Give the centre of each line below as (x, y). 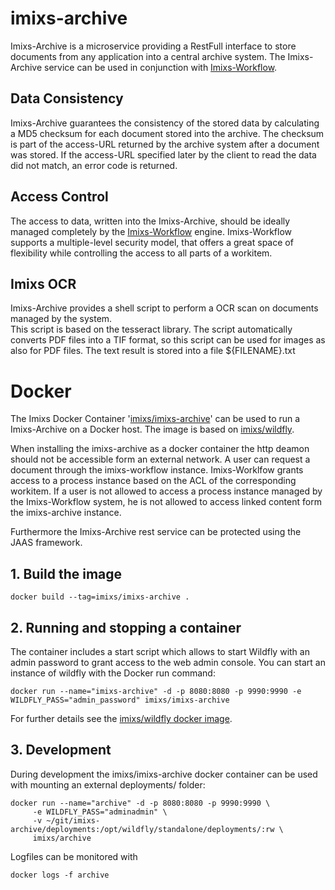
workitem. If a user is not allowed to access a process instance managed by (166, 491)
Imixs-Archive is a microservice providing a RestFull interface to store (153, 46)
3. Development (61, 750)
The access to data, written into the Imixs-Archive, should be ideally (150, 221)
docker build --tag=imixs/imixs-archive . (100, 597)
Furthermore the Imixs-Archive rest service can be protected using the (156, 532)
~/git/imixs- (73, 820)
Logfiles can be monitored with (74, 856)
